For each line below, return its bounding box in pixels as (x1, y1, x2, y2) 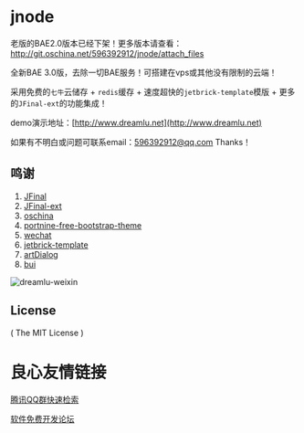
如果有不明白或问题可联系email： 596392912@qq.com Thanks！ (10, 136, 252, 147)
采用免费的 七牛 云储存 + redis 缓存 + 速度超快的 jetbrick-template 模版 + (10, 86, 278, 97)
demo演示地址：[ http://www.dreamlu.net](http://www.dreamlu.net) (10, 117, 263, 128)
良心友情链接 (10, 362, 108, 383)
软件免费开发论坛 (10, 413, 75, 424)
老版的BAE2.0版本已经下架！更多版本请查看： (10, 37, 183, 48)
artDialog (23, 248, 58, 259)
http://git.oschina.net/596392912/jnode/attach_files (10, 48, 204, 58)
